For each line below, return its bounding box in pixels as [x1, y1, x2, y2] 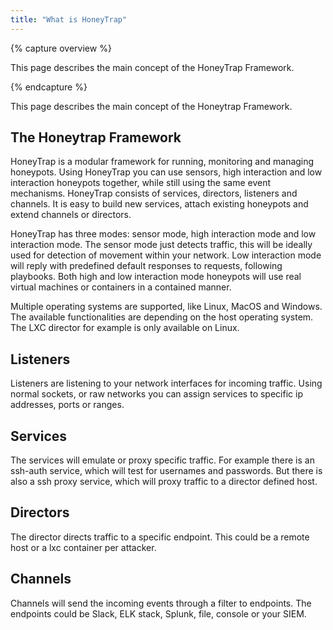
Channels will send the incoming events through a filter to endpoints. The [10, 597, 312, 609]
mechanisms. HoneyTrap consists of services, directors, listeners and [10, 187, 298, 200]
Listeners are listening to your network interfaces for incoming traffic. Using [10, 377, 323, 390]
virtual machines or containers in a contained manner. [10, 281, 232, 293]
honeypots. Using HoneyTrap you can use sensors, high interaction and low [10, 166, 323, 178]
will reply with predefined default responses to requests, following [10, 260, 283, 272]
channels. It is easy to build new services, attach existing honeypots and [10, 198, 309, 210]
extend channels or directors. [10, 209, 132, 221]
